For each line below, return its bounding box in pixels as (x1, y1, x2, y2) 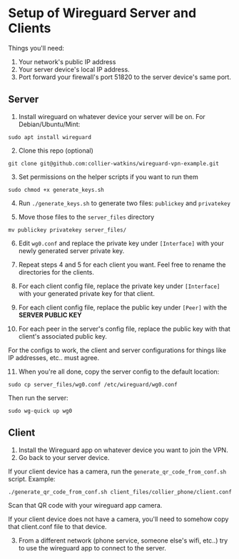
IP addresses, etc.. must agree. (8, 353, 100, 361)
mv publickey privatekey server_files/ (8, 226, 127, 233)
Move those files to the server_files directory (18, 212, 155, 221)
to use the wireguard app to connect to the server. (18, 543, 166, 552)
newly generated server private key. (18, 246, 125, 255)
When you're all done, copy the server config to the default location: (18, 367, 220, 376)
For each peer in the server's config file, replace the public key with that (18, 324, 230, 333)
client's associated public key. (18, 332, 108, 340)
